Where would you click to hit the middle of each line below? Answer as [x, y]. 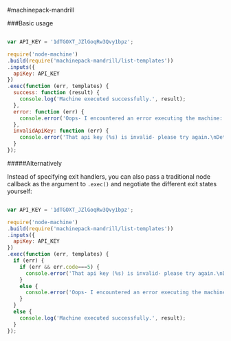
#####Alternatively [34, 163]
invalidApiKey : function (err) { [61, 131]
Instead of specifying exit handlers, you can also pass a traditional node [109, 176]
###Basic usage [30, 23]
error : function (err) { [49, 112]
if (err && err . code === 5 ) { [59, 267]
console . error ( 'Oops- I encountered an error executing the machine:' [123, 118]
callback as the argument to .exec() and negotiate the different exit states [112, 184]
